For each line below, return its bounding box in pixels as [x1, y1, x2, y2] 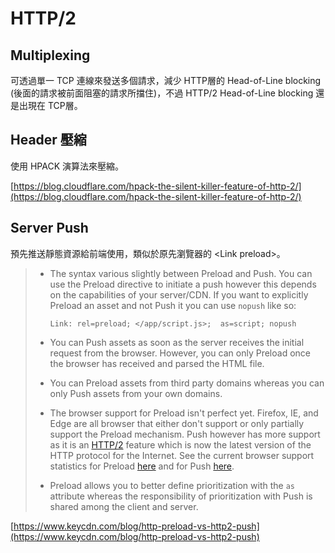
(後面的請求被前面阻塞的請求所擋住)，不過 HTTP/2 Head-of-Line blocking [10, 87, 314, 99]
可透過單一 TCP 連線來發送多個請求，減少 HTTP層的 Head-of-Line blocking [10, 75, 322, 86]
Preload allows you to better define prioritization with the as [49, 479, 296, 491]
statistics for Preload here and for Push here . [49, 460, 235, 472]
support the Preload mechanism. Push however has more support [49, 428, 321, 440]
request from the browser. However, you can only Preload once [49, 347, 311, 359]
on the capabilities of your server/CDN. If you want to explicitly [49, 288, 309, 301]
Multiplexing [10, 47, 91, 64]
